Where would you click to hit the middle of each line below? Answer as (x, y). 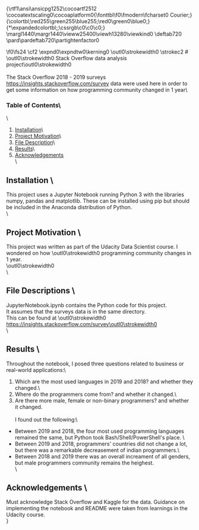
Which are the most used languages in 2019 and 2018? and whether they (104, 382)
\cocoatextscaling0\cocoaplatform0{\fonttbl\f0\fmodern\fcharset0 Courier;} (99, 15)
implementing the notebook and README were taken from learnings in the (97, 509)
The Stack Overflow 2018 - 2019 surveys (56, 77)
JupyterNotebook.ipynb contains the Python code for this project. (87, 305)
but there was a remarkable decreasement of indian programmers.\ (97, 450)
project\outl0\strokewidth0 (39, 64)
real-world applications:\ (36, 370)
